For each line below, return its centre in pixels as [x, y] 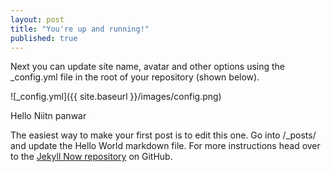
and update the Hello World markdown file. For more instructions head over [165, 146]
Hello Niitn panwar [48, 116]
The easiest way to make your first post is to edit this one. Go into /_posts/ [163, 135]
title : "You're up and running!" [80, 29]
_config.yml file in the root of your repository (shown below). [135, 77]
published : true [44, 38]
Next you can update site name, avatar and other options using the [148, 67]
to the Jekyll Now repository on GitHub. [91, 157]
